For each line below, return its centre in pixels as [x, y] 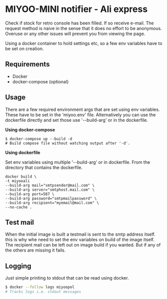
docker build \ [21, 176]
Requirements [27, 64]
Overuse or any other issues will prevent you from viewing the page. [75, 33]
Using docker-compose [30, 130]
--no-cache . [19, 207]
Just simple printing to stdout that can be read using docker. [67, 278]
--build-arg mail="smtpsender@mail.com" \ [50, 185]
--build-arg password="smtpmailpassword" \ [51, 198]
